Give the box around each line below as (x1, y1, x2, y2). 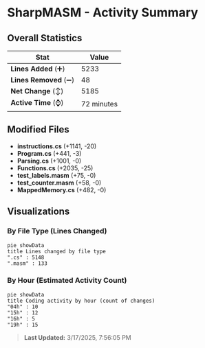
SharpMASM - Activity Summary (7, 5, 198, 21)
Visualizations (7, 206, 70, 218)
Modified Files (7, 124, 70, 135)
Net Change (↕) (10, 86, 64, 95)
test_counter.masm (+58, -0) (17, 178, 102, 187)
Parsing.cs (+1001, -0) (17, 156, 82, 165)
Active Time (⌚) (10, 98, 64, 107)
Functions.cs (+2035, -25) (17, 163, 94, 172)
